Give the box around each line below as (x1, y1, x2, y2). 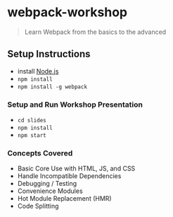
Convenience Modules (17, 187, 83, 195)
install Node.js (17, 66, 59, 75)
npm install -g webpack (17, 83, 88, 90)
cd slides (17, 117, 47, 124)
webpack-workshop (7, 4, 128, 20)
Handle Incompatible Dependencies (17, 172, 122, 180)
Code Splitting (17, 202, 59, 211)
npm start (17, 132, 47, 139)
